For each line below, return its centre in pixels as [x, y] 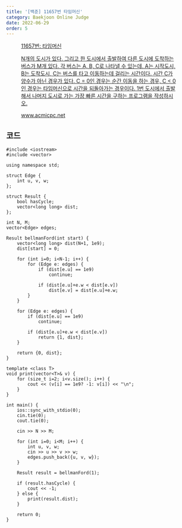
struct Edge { [24, 176]
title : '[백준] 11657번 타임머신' [45, 12]
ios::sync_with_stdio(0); [49, 411]
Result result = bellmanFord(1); [58, 473]
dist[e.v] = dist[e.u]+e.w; [83, 291]
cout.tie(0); [33, 421]
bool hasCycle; [36, 202]
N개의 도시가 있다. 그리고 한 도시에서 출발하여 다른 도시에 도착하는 [98, 59]
